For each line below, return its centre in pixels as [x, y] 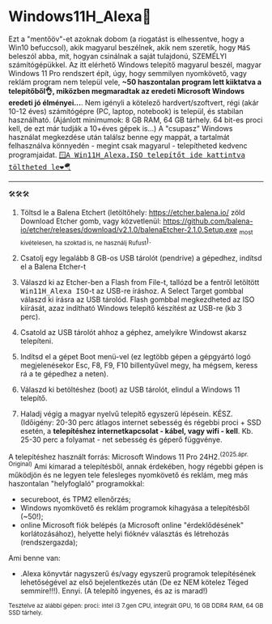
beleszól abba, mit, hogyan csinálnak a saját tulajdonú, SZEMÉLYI [118, 56]
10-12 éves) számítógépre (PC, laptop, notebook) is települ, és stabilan [126, 111]
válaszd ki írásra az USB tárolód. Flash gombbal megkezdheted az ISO [137, 299]
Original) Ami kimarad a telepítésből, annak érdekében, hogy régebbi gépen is [136, 466]
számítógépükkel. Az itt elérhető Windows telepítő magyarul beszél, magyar [135, 65]
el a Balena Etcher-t [53, 266]
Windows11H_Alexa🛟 [80, 17]
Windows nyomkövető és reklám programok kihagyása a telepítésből [134, 507]
